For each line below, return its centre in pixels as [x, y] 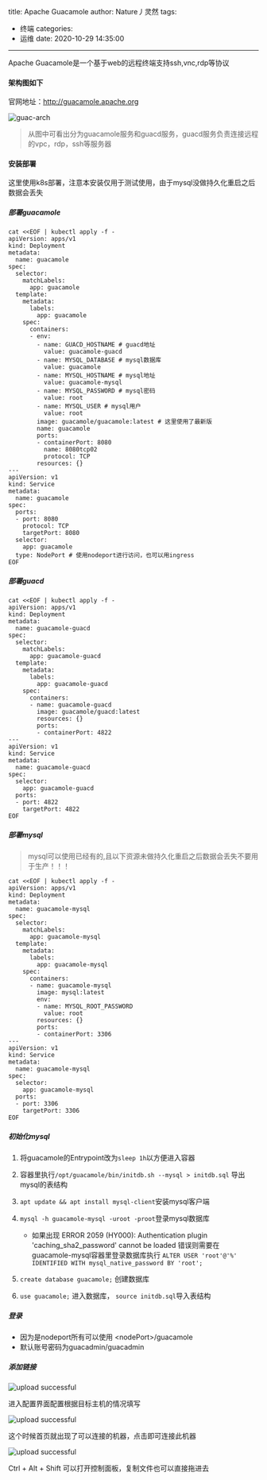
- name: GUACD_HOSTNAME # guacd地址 [96, 345]
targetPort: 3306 [51, 1111]
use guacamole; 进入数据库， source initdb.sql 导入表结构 [115, 1296]
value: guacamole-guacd [83, 352]
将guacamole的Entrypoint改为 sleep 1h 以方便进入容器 [107, 1158]
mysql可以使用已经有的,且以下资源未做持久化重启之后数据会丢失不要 [139, 856]
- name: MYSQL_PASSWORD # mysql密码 [96, 391]
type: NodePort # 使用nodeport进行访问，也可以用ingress [105, 556]
